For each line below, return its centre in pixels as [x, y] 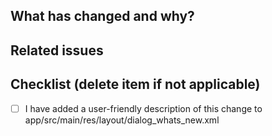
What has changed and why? [102, 16]
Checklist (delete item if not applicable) [135, 84]
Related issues [57, 50]
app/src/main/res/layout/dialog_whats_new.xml [122, 120]
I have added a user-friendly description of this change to [143, 108]
